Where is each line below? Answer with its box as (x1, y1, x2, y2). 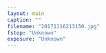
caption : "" (7, 17, 41, 23)
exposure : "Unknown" (7, 36, 67, 43)
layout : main (7, 10, 45, 17)
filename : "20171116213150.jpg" (7, 23, 100, 30)
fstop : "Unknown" (7, 29, 57, 36)
